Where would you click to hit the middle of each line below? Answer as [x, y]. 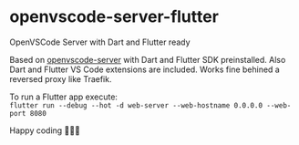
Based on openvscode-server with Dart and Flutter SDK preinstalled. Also [148, 59]
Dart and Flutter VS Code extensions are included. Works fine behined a [144, 69]
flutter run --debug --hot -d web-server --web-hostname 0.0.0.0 [136, 105]
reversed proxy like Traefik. [61, 78]
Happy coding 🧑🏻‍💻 [45, 130]
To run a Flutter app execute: [64, 97]
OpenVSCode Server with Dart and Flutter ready [100, 42]
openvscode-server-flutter [114, 17]
